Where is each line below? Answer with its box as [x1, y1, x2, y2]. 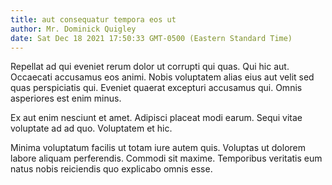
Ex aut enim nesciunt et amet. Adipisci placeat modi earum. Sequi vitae [10, 112, 303, 124]
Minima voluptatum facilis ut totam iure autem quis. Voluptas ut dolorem [10, 142, 307, 154]
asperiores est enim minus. [10, 92, 122, 105]
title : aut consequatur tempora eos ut [10, 14, 177, 25]
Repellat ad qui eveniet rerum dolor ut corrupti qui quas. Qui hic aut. [10, 61, 290, 73]
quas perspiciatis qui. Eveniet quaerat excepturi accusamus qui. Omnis [10, 82, 303, 94]
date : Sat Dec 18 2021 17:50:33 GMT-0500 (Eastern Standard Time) [10, 33, 293, 43]
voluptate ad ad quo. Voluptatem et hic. [10, 122, 173, 135]
